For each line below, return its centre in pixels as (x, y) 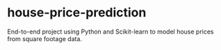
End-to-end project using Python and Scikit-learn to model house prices (110, 32)
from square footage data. (44, 38)
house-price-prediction (77, 13)
